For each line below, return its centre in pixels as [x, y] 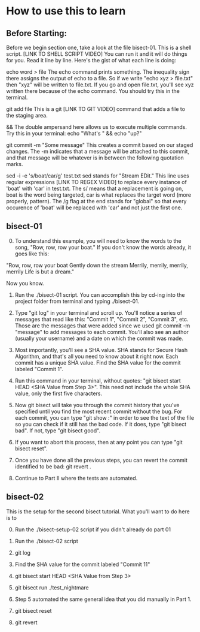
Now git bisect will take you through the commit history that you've [97, 405]
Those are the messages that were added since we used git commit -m [102, 326]
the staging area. [27, 115]
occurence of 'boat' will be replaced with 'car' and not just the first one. [94, 207]
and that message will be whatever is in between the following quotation [95, 158]
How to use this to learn [66, 11]
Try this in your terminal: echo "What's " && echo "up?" [74, 133]
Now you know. [25, 283]
